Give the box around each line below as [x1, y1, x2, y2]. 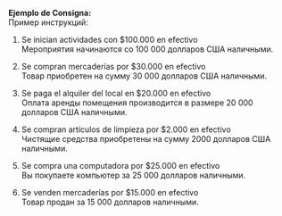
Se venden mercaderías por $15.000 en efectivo [21, 187, 199, 197]
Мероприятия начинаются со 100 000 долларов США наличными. [21, 44, 274, 54]
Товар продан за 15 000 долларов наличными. [21, 196, 200, 207]
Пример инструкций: [8, 17, 88, 28]
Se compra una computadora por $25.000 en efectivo [21, 161, 220, 170]
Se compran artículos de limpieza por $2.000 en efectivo [21, 124, 231, 135]
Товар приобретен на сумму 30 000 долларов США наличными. [21, 71, 268, 81]
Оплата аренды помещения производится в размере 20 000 [21, 97, 253, 108]
